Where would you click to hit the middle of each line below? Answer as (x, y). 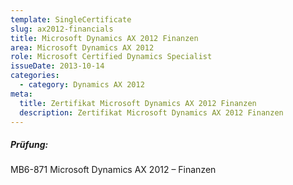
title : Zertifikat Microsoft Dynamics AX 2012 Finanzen (138, 103)
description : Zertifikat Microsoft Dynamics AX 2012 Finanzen (151, 112)
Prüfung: (29, 144)
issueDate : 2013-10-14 (57, 66)
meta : (21, 94)
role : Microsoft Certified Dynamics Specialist (111, 57)
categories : (35, 76)
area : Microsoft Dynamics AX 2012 (82, 47)
